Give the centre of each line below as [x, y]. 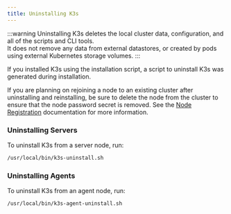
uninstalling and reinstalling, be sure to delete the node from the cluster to [113, 97]
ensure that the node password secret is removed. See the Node [100, 104]
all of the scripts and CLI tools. [51, 41]
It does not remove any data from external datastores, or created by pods [112, 48]
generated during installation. [49, 76]
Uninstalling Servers [42, 130]
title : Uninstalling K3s [43, 14]
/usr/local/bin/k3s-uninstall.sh [55, 158]
